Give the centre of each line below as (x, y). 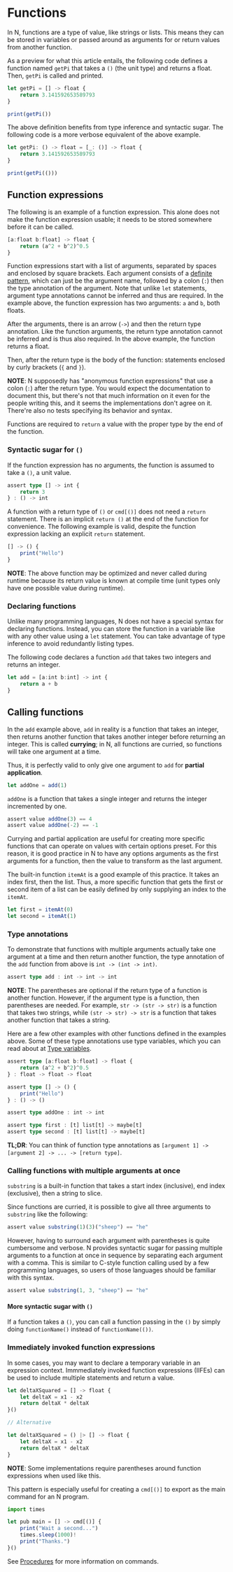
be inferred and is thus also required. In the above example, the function (111, 339)
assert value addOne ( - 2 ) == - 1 (53, 826)
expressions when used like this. (54, 1475)
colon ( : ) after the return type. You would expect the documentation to (109, 388)
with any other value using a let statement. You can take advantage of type (116, 636)
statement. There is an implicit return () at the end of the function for (108, 519)
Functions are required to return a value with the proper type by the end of (115, 424)
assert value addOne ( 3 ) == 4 (50, 819)
